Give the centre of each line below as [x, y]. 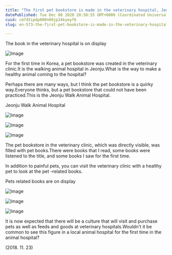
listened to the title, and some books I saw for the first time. [68, 156]
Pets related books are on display [40, 181]
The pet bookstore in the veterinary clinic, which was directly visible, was [83, 145]
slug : [11, 24]
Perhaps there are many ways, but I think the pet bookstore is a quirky [79, 84]
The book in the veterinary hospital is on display [56, 44]
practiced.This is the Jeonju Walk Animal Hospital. [58, 95]
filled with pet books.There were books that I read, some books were [78, 151]
